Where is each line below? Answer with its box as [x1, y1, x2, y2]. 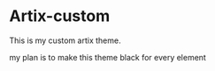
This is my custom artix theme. [9, 35, 121, 46]
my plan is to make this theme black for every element [9, 52, 206, 62]
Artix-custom [9, 6, 111, 26]
